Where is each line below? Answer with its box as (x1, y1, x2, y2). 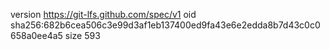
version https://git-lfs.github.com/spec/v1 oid (10, 9, 197, 20)
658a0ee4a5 (10, 30, 63, 41)
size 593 (64, 30, 101, 41)
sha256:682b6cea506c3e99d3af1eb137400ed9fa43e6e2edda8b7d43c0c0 (10, 19, 321, 31)
